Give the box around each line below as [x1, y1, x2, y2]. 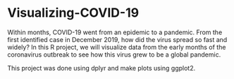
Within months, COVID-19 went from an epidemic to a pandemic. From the [7, 28, 223, 36]
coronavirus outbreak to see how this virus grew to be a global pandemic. [7, 50, 221, 59]
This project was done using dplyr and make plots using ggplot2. [7, 64, 196, 72]
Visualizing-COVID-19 [7, 5, 140, 21]
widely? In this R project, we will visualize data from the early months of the [7, 43, 226, 51]
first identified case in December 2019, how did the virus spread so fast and [7, 35, 228, 43]
